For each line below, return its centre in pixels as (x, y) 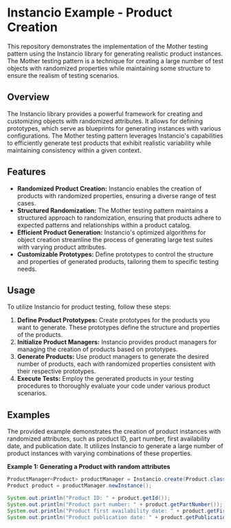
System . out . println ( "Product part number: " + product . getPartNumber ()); (115, 504)
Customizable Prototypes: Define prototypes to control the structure (115, 254)
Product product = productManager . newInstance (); (80, 486)
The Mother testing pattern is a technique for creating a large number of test (115, 60)
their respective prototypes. (56, 371)
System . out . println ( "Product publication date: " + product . (97, 517)
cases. (26, 203)
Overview (29, 97)
